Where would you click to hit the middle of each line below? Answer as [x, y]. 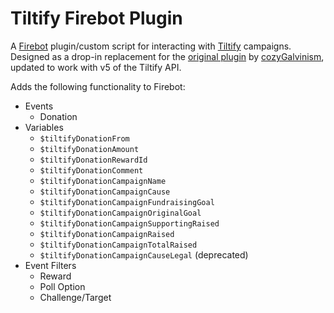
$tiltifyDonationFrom [84, 138]
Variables [44, 127]
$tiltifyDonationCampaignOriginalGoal [120, 213]
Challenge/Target [75, 297]
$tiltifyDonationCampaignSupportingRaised [129, 223]
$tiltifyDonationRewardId [93, 160]
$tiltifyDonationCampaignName [103, 181]
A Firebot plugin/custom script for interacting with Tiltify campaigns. [151, 46]
